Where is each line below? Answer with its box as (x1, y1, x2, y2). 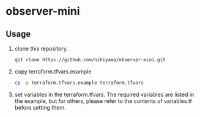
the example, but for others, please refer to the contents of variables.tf (14, 97, 193, 105)
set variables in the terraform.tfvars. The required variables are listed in (14, 91, 194, 98)
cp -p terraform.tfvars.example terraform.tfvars (14, 80, 144, 86)
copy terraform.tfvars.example (14, 67, 92, 75)
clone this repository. (14, 45, 69, 52)
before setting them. (14, 104, 67, 111)
